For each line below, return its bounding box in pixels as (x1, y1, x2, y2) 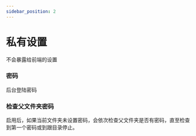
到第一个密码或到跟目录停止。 (6, 124, 78, 131)
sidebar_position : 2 (6, 8, 57, 15)
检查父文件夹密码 (6, 102, 54, 110)
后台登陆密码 (6, 86, 37, 93)
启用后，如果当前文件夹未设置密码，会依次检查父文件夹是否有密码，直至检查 (6, 117, 190, 124)
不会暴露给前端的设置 (6, 56, 57, 63)
